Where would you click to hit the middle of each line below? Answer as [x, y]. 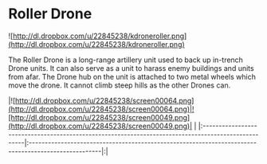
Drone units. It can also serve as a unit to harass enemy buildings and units [131, 68]
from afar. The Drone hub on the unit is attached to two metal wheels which [132, 76]
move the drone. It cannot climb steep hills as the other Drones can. [120, 85]
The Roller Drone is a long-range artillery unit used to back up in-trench [126, 60]
